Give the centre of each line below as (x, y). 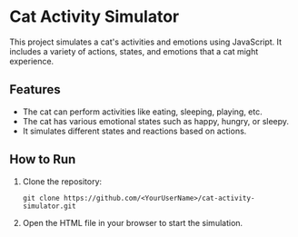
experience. (32, 61)
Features (35, 89)
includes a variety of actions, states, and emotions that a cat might (134, 51)
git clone (41, 198)
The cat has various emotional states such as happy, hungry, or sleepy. (155, 121)
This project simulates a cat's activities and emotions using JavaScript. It (146, 42)
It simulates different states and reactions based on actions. (134, 131)
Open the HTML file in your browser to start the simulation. (133, 222)
